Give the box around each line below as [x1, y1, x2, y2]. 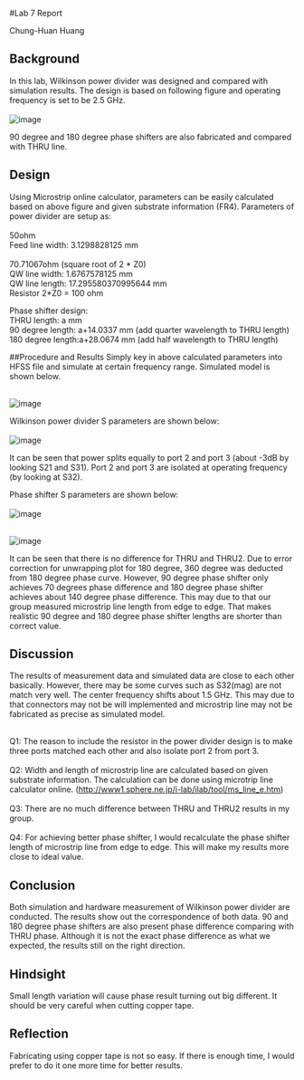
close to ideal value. [9, 851, 84, 863]
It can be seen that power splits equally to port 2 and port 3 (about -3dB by [9, 452, 290, 463]
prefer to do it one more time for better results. [9, 1059, 184, 1071]
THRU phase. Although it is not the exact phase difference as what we [9, 931, 271, 941]
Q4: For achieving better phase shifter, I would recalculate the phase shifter [9, 832, 290, 843]
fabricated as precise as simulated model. [9, 709, 166, 720]
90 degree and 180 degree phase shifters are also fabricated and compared [9, 131, 292, 142]
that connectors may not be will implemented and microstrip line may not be [9, 699, 293, 710]
